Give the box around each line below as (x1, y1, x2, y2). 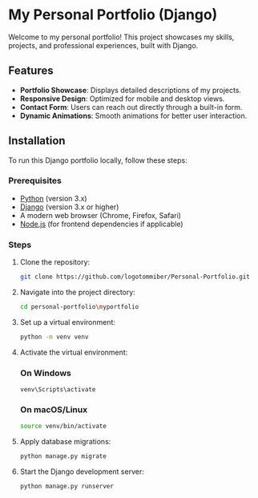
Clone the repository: (19, 257, 91, 267)
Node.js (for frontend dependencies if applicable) (19, 219, 183, 229)
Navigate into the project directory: (19, 287, 136, 298)
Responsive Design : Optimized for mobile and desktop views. (19, 94, 225, 103)
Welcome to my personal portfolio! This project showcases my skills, (8, 32, 235, 42)
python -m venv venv (19, 333, 89, 341)
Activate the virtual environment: (19, 347, 128, 357)
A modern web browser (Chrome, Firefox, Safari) (19, 210, 182, 220)
